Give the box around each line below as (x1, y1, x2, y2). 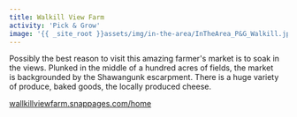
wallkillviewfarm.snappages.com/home (9, 99, 152, 109)
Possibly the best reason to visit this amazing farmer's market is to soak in (9, 54, 280, 64)
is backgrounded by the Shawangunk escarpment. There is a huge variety (9, 72, 279, 83)
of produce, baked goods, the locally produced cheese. (9, 81, 212, 92)
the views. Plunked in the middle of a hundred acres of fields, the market (9, 62, 274, 73)
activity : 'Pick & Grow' (9, 21, 101, 30)
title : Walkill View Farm (9, 12, 104, 22)
